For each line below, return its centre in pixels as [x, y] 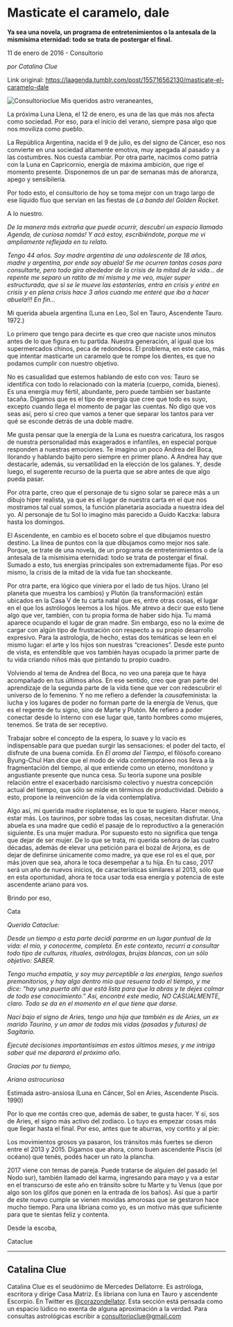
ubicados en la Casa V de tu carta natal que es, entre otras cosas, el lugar [113, 600]
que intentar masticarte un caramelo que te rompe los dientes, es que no [111, 356]
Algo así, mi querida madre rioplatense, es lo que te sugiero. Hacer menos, [114, 810]
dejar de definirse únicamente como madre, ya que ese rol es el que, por [111, 855]
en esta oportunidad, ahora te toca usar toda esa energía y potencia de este [116, 877]
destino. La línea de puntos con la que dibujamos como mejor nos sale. [109, 543]
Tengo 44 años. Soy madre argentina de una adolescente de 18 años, [107, 255]
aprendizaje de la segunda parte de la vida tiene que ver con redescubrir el [114, 687]
